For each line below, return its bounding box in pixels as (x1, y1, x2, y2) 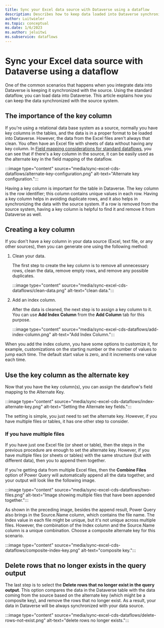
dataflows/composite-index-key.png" (5, 547, 81, 553)
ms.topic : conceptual (5, 21, 49, 26)
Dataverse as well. (5, 211, 42, 217)
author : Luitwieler (5, 16, 45, 21)
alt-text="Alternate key (94, 171, 140, 177)
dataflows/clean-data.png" (12, 288, 67, 293)
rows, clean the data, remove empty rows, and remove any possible (12, 268, 149, 274)
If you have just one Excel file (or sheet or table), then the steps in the (5, 442, 145, 448)
